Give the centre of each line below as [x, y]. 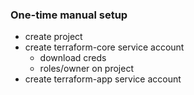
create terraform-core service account [104, 47]
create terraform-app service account [103, 79]
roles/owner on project [86, 69]
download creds [73, 58]
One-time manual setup [69, 15]
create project [53, 37]
